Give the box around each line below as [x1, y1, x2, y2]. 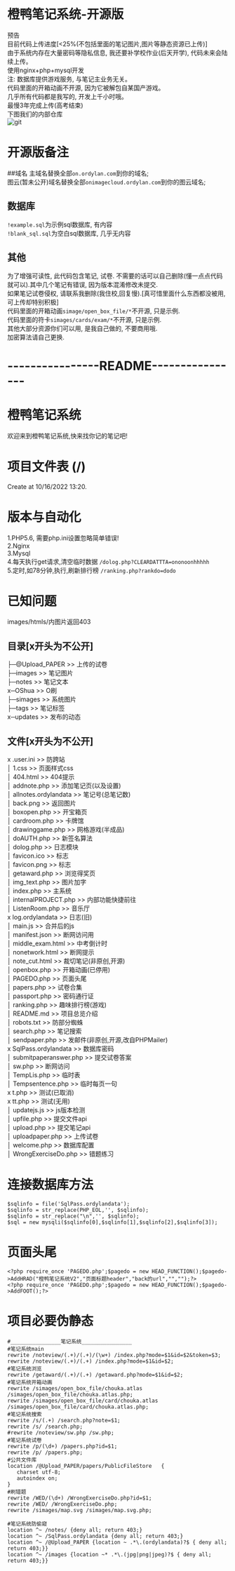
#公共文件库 [7, 1456, 37, 1463]
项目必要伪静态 [7, 1313, 94, 1329]
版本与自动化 [7, 509, 82, 525]
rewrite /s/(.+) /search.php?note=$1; [7, 1417, 121, 1424]
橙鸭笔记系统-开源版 [7, 6, 124, 22]
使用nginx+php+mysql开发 [7, 66, 85, 74]
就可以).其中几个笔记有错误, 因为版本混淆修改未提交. [7, 280, 159, 288]
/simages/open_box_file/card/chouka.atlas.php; [7, 1403, 149, 1410]
